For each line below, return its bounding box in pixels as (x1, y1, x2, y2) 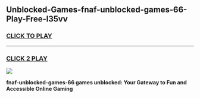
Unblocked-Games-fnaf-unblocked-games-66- (6, 5, 187, 15)
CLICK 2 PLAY (6, 54, 48, 62)
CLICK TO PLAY (6, 32, 52, 40)
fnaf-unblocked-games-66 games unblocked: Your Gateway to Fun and (6, 78, 187, 86)
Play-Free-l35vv (6, 14, 68, 24)
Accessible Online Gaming (6, 85, 73, 92)
